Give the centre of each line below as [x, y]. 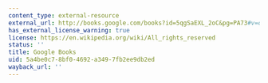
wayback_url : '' [35, 67]
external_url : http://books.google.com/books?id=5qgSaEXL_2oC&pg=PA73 [128, 23]
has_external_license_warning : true [69, 30]
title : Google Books [43, 52]
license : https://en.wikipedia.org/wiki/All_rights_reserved [112, 38]
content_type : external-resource [64, 15]
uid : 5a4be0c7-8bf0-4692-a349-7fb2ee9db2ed [82, 60]
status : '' [26, 45]
